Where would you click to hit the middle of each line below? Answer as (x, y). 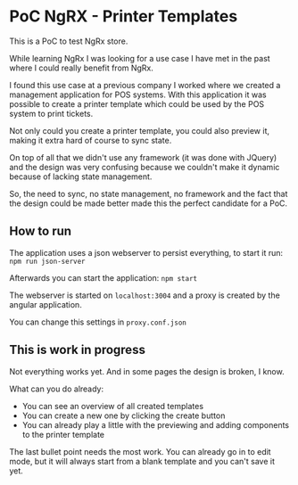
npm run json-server (48, 261)
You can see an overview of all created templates (112, 406)
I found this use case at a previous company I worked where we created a (145, 85)
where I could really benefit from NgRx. (82, 68)
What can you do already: (57, 389)
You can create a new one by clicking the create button (124, 415)
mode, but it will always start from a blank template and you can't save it (142, 461)
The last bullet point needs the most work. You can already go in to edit (140, 451)
